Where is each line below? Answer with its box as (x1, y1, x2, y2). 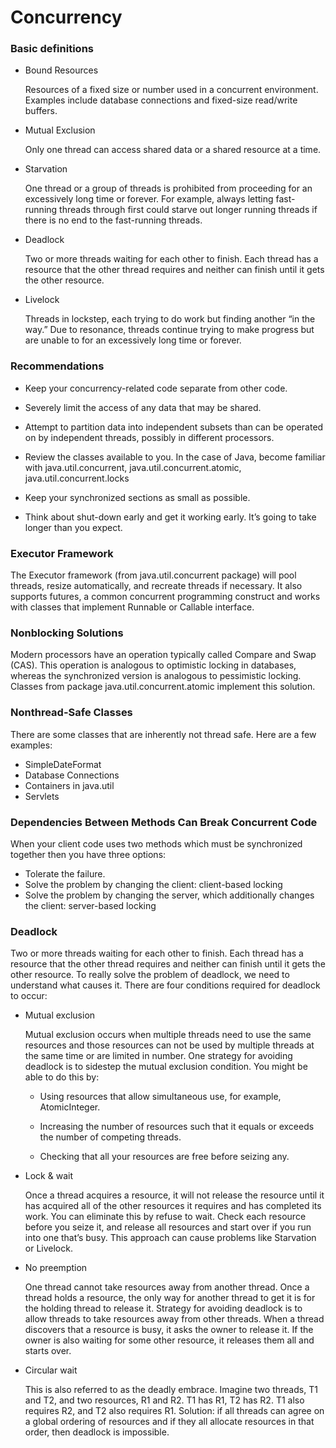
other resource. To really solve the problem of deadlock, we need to (10, 969, 290, 981)
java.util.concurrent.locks (24, 472, 130, 484)
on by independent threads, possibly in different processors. (24, 431, 275, 443)
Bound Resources (24, 64, 99, 76)
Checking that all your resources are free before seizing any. (39, 1151, 290, 1163)
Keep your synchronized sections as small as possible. (24, 491, 251, 503)
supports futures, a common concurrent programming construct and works (10, 591, 321, 603)
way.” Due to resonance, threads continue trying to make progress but (24, 324, 315, 336)
